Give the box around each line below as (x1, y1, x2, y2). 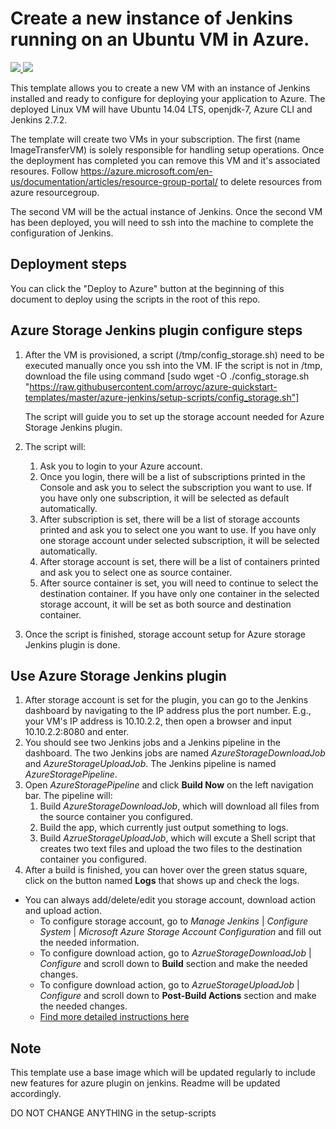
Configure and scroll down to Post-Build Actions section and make (39, 990, 317, 1002)
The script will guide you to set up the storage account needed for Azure (24, 410, 325, 422)
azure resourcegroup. (10, 186, 100, 198)
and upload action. (24, 905, 103, 917)
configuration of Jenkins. (10, 227, 114, 239)
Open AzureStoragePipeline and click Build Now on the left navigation (24, 779, 314, 791)
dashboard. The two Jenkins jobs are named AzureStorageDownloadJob (24, 747, 326, 759)
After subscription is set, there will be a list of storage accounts (39, 513, 301, 525)
